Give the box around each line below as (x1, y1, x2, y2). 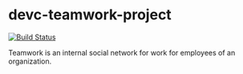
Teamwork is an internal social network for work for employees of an (8, 47, 236, 57)
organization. (8, 56, 52, 66)
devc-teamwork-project (8, 6, 172, 24)
